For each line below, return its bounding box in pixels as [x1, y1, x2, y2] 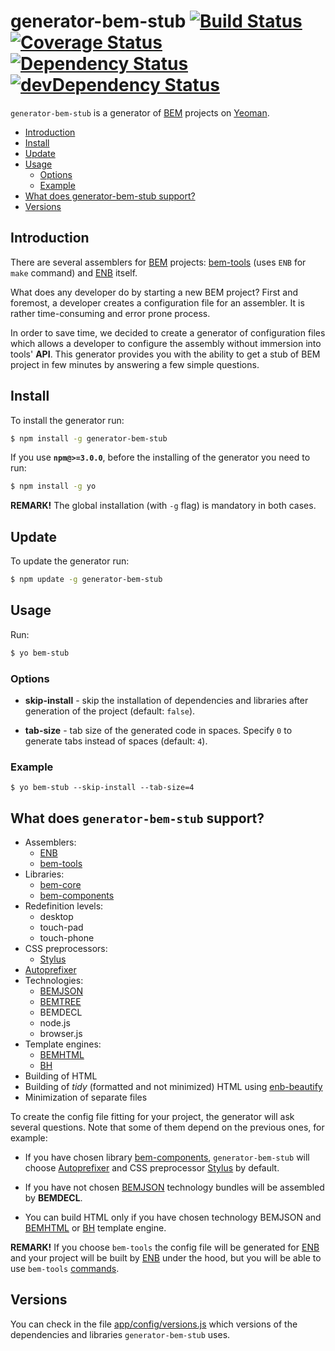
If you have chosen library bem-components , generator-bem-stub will [24, 1151, 310, 1164]
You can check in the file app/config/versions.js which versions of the [10, 1318, 298, 1330]
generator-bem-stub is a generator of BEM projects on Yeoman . [10, 106, 270, 119]
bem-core [39, 879, 82, 891]
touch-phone [39, 932, 95, 944]
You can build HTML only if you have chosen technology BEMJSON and [24, 1211, 322, 1224]
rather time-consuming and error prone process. [10, 307, 211, 319]
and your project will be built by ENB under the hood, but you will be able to [10, 1252, 322, 1264]
